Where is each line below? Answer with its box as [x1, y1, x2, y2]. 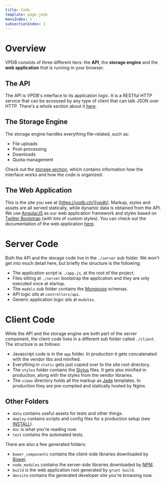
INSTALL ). [12, 421, 33, 427]
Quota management [12, 156, 53, 163]
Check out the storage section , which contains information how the [5, 166, 143, 172]
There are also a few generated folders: [5, 441, 86, 447]
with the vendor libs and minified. [12, 356, 81, 362]
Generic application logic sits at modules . [12, 296, 96, 302]
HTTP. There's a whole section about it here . [5, 103, 97, 109]
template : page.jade [5, 12, 48, 17]
